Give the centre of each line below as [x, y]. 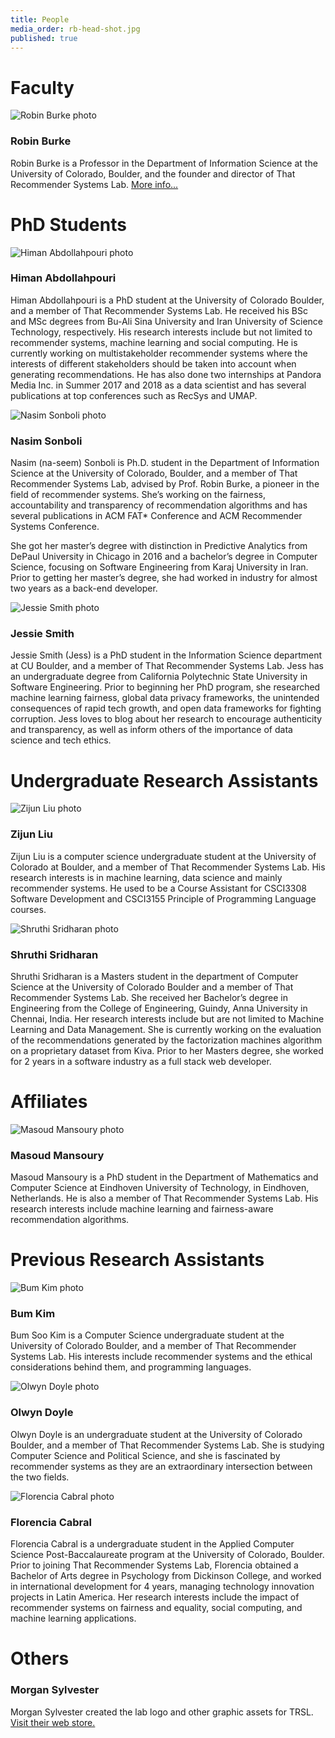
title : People [40, 19]
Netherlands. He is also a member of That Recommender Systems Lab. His [164, 1198]
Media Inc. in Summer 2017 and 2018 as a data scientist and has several [158, 385]
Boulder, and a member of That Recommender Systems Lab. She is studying [167, 1445]
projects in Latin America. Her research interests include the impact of [155, 1597]
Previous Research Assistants [137, 1260]
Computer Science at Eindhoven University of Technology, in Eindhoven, [160, 1188]
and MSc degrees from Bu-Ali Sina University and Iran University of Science [167, 321]
